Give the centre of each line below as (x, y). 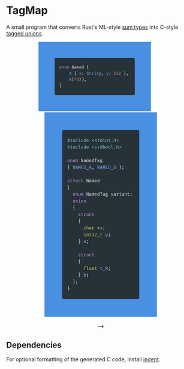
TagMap (27, 10)
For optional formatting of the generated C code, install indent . (83, 359)
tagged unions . (25, 33)
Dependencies (34, 345)
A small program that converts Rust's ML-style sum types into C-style (92, 27)
